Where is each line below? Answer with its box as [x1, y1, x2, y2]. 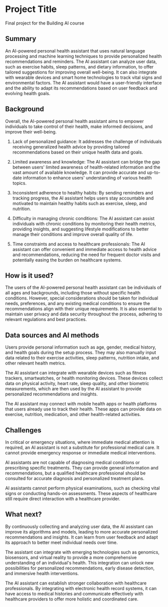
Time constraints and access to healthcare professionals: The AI [12, 241, 145, 247]
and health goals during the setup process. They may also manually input [5, 349, 156, 355]
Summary [5, 34, 36, 43]
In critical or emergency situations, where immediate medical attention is [5, 439, 155, 445]
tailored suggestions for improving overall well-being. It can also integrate [5, 69, 157, 75]
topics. [12, 180, 27, 186]
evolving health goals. [5, 90, 51, 96]
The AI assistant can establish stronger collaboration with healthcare [5, 580, 146, 586]
